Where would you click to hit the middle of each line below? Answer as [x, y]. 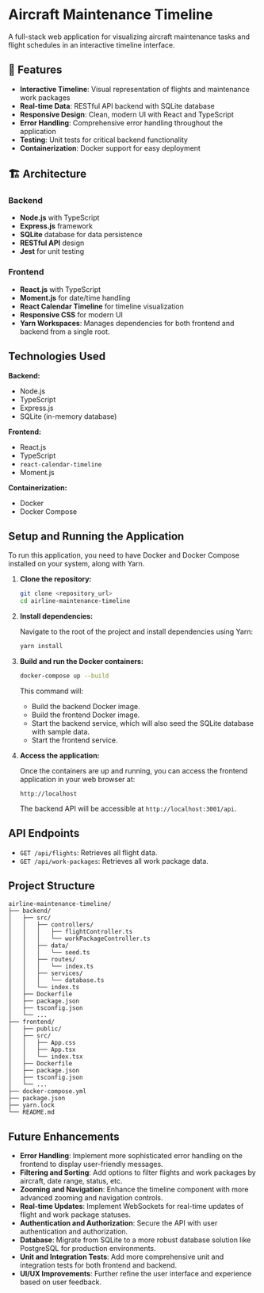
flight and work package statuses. [75, 1214]
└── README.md [32, 1112]
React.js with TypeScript [60, 289]
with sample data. [60, 731]
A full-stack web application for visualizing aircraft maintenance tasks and [129, 36]
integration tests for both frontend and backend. [98, 1265]
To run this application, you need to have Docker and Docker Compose [124, 555]
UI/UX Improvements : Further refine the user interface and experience [136, 1274]
